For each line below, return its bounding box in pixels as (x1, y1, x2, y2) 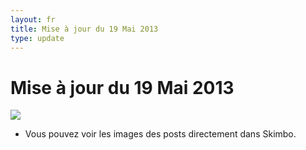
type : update (10, 33, 65, 43)
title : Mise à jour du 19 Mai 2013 (10, 24, 159, 34)
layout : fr (10, 14, 56, 25)
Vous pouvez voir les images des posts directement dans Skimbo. (24, 128, 297, 140)
